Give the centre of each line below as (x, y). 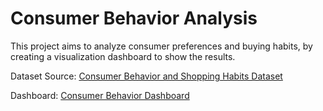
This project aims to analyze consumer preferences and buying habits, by (161, 46)
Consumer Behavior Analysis (134, 18)
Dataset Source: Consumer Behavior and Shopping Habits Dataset (146, 76)
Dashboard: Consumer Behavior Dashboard (100, 95)
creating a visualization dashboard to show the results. (123, 56)
